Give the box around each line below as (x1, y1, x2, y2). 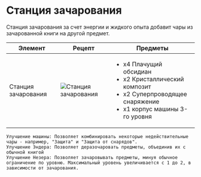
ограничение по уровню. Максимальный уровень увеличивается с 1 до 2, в (6, 160, 191, 166)
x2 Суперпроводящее (123, 90, 187, 98)
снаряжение (123, 97, 160, 105)
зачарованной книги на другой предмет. (6, 29, 110, 36)
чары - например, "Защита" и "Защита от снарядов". (6, 139, 138, 145)
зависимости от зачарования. (6, 165, 79, 171)
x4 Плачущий (123, 60, 163, 68)
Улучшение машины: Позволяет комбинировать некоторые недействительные (6, 133, 188, 139)
